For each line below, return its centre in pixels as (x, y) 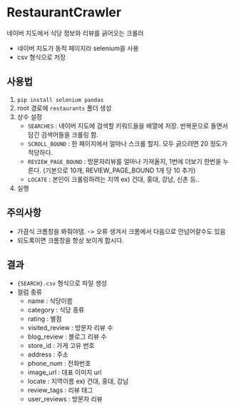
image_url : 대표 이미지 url (65, 372)
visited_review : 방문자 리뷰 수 (70, 328)
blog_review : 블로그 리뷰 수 (67, 337)
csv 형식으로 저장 (41, 57)
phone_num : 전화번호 (59, 364)
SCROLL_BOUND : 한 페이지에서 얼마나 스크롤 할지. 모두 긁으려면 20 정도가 (127, 143)
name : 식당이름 (50, 301)
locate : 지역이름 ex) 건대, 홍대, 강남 (78, 381)
